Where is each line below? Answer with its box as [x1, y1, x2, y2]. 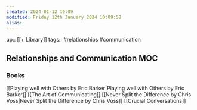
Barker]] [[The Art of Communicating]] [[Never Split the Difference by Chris [6, 91, 192, 98]
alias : [6, 20, 23, 26]
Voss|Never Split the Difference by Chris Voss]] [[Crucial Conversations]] [6, 98, 186, 105]
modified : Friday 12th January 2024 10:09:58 [6, 14, 121, 20]
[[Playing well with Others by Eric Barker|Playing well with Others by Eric [6, 84, 185, 92]
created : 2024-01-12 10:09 [6, 8, 73, 15]
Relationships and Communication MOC [6, 53, 158, 63]
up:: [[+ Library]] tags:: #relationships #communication [6, 36, 141, 43]
